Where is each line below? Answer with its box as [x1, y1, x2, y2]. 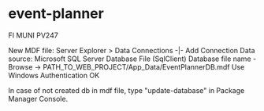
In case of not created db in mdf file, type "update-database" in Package [8, 85, 245, 95]
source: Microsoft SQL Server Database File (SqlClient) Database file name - [8, 54, 257, 63]
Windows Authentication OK [8, 70, 100, 80]
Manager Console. [8, 94, 69, 103]
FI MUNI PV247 [8, 30, 59, 40]
